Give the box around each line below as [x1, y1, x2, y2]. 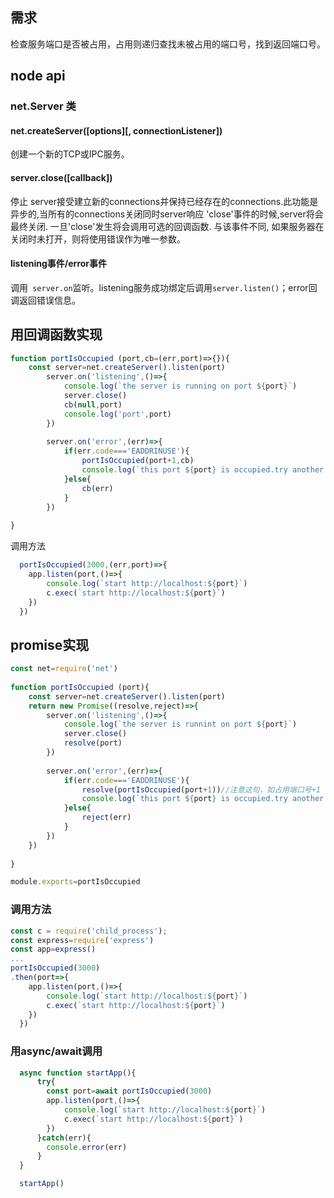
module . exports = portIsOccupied [10, 877, 141, 887]
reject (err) [81, 813, 132, 823]
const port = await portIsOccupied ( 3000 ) [46, 1086, 213, 1097]
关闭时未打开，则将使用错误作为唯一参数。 [10, 233, 186, 245]
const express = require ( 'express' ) [10, 935, 155, 945]
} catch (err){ [36, 1133, 92, 1143]
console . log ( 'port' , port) [63, 409, 172, 419]
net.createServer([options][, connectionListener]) [10, 124, 223, 137]
